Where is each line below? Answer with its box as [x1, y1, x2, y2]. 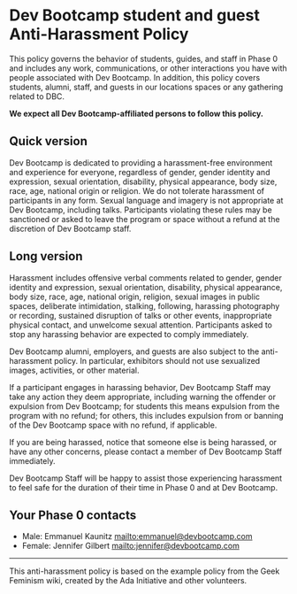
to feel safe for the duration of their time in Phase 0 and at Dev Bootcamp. [9, 482, 278, 492]
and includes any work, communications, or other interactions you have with [9, 63, 287, 73]
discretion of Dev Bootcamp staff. [9, 223, 132, 234]
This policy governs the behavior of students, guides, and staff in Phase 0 [9, 53, 278, 64]
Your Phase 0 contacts [9, 507, 137, 522]
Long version [9, 249, 83, 264]
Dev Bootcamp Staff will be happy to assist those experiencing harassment [9, 473, 283, 483]
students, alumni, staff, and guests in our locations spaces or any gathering [9, 81, 284, 92]
